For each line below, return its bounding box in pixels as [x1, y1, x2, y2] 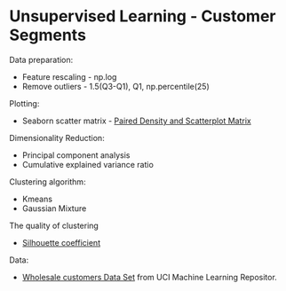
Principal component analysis [21, 149, 131, 161]
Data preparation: [9, 54, 74, 65]
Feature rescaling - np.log [21, 71, 117, 82]
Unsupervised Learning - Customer [9, 6, 276, 27]
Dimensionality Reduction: [9, 132, 105, 143]
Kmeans [21, 193, 53, 204]
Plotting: [9, 98, 40, 108]
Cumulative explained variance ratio [21, 159, 154, 169]
